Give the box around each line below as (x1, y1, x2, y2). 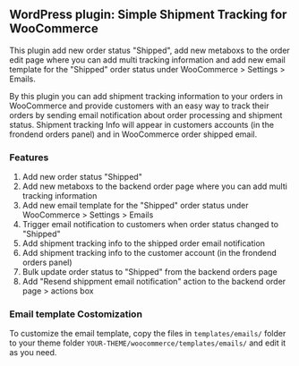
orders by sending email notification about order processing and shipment (9, 109, 283, 120)
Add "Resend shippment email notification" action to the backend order (21, 277, 286, 287)
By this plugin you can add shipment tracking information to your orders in (9, 90, 284, 101)
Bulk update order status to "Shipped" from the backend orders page (21, 267, 278, 277)
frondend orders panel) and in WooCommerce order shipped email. (9, 129, 258, 140)
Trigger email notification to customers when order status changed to (21, 219, 279, 230)
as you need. (9, 347, 57, 358)
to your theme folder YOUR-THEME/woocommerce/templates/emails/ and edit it (9, 337, 286, 348)
